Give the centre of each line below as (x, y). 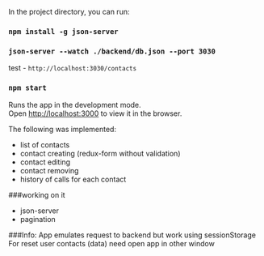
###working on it (37, 194)
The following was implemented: (63, 129)
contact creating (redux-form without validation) (100, 153)
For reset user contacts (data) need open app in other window (112, 243)
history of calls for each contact (73, 179)
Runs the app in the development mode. (75, 105)
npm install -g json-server (63, 31)
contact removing (49, 170)
